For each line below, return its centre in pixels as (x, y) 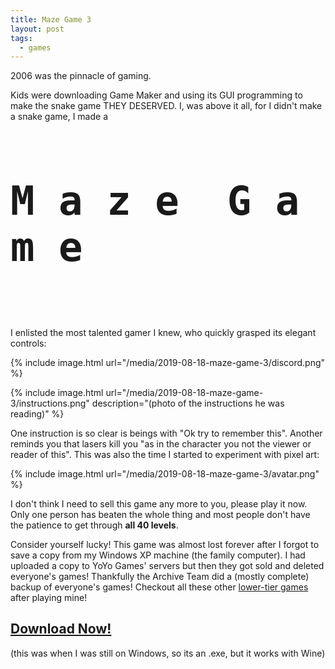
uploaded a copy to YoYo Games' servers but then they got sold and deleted (167, 565)
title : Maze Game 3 (51, 19)
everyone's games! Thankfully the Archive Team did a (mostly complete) (160, 576)
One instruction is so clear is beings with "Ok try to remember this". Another (166, 433)
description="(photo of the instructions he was (188, 403)
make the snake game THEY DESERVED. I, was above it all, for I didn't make (166, 106)
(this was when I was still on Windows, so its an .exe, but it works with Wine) (168, 653)
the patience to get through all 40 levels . (94, 525)
